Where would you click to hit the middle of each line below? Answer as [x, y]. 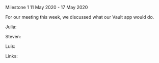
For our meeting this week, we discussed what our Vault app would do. [80, 17]
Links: [11, 56]
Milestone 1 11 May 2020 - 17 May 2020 [47, 7]
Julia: [11, 27]
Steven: [13, 37]
